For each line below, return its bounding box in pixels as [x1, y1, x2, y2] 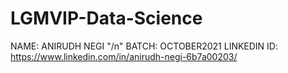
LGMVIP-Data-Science [10, 7, 203, 30]
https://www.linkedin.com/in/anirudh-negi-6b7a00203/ [10, 50, 238, 62]
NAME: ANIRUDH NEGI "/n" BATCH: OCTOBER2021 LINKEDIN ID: [10, 40, 279, 52]
